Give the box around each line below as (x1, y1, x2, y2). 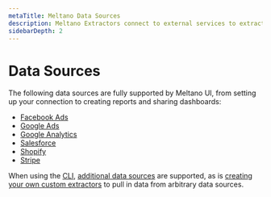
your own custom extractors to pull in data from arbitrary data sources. (8, 179, 244, 190)
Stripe (19, 155, 40, 166)
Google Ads (19, 121, 60, 131)
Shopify (19, 147, 47, 157)
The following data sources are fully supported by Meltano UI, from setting (8, 88, 256, 98)
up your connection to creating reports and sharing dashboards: (8, 97, 222, 107)
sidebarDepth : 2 (8, 27, 63, 35)
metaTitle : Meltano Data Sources (8, 11, 121, 20)
